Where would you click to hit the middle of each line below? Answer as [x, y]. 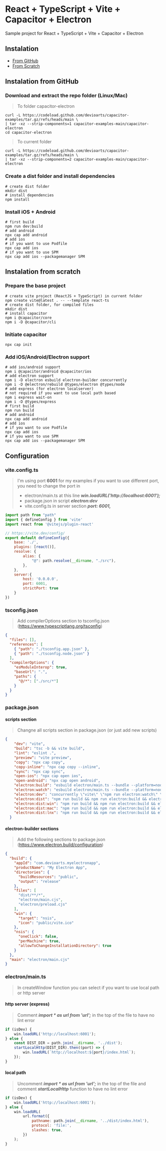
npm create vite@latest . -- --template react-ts [57, 300]
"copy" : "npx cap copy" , [40, 762]
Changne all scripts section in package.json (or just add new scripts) [87, 730]
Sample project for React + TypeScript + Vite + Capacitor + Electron [74, 33]
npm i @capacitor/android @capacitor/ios [48, 371]
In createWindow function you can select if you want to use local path [88, 987]
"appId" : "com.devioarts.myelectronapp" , [57, 863]
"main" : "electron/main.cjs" [40, 959]
